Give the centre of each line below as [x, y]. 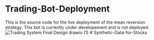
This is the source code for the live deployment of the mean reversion [75, 22]
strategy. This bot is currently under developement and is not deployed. [77, 27]
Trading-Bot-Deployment [57, 9]
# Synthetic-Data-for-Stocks [119, 32]
